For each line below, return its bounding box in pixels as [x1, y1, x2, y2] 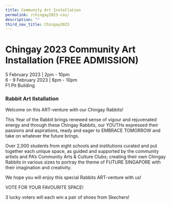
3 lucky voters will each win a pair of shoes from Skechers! [5, 194, 130, 200]
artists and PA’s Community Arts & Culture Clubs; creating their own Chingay [5, 154, 166, 160]
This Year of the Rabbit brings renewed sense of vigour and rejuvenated [5, 117, 157, 123]
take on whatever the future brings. [5, 133, 80, 139]
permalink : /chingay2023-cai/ [5, 12, 70, 17]
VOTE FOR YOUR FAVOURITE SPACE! [5, 185, 84, 191]
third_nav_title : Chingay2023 [5, 21, 70, 27]
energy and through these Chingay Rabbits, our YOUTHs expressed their [5, 122, 159, 128]
